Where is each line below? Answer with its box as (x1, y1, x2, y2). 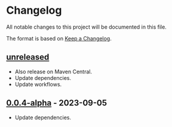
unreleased (6, 52, 50, 63)
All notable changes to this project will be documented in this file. (6, 23, 167, 30)
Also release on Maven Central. (14, 68, 93, 75)
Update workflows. (14, 80, 62, 88)
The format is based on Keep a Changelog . (6, 35, 112, 42)
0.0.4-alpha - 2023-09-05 (6, 98, 107, 108)
